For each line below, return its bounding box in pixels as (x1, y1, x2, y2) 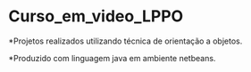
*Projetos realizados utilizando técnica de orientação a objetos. (8, 36, 243, 46)
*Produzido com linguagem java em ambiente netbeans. (8, 52, 216, 63)
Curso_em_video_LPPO (8, 6, 184, 27)
